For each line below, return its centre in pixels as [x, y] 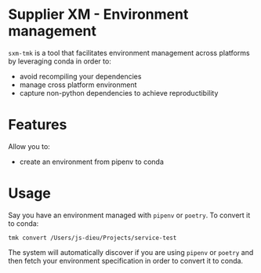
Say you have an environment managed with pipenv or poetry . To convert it [129, 215]
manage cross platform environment [78, 85]
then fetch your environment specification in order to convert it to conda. [126, 260]
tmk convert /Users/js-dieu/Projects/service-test [92, 238]
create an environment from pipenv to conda [92, 162]
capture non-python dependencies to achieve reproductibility [119, 93]
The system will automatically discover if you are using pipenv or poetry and [131, 252]
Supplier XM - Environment [98, 15]
